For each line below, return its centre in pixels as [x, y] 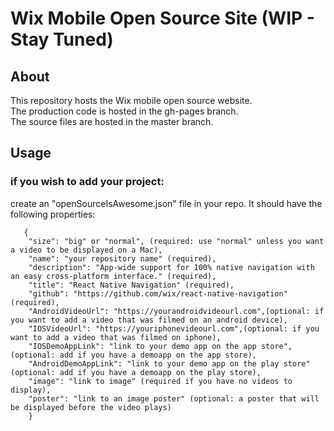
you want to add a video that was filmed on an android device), [149, 320]
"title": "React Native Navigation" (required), [131, 285]
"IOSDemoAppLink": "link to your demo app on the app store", [160, 346]
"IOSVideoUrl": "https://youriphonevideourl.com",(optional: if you [174, 328]
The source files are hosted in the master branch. [112, 121]
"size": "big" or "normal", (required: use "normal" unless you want [176, 241]
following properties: [53, 214]
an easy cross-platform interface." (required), [113, 276]
